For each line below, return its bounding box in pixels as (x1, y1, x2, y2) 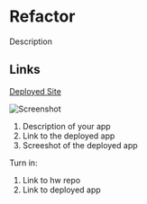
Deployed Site (9, 85, 61, 96)
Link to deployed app (22, 184, 101, 195)
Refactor (9, 6, 76, 27)
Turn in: (9, 157, 38, 168)
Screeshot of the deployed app (22, 139, 138, 150)
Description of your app (22, 120, 111, 131)
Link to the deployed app (22, 130, 115, 141)
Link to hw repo (22, 174, 81, 185)
